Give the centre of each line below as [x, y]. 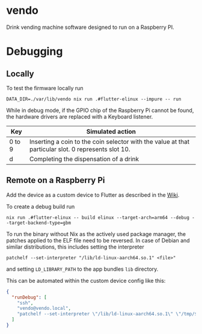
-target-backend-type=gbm [38, 223]
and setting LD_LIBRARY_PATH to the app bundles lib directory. [82, 269]
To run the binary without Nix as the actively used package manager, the [96, 234]
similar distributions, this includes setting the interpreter [75, 247]
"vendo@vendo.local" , [44, 308]
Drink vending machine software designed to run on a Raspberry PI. [90, 27]
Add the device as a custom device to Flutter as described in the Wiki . [93, 195]
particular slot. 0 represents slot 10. [80, 149]
